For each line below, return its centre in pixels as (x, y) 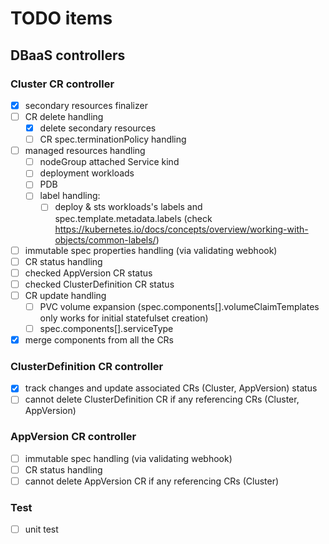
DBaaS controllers (68, 55)
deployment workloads (87, 173)
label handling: (70, 196)
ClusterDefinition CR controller (87, 366)
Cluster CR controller (62, 84)
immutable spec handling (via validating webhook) (128, 458)
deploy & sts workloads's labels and (128, 207)
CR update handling (65, 295)
